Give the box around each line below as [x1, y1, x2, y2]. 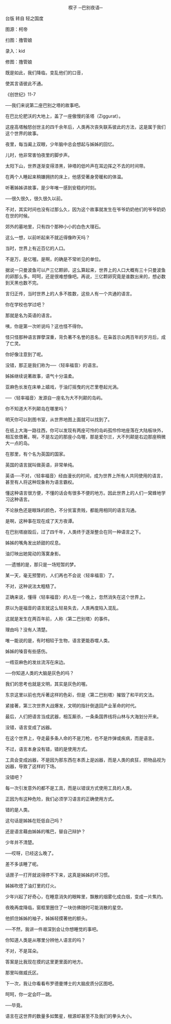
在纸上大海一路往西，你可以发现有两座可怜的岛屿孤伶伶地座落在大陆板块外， [5, 427, 166, 433]
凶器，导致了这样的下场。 [5, 763, 59, 769]
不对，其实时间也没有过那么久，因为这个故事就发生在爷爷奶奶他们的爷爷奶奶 [5, 206, 166, 212]
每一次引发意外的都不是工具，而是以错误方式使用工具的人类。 [5, 785, 135, 791]
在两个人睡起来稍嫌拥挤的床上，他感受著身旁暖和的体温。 [5, 174, 126, 180]
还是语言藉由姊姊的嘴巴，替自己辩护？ [5, 828, 85, 834]
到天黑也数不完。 [5, 280, 41, 286]
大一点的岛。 [5, 440, 32, 446]
